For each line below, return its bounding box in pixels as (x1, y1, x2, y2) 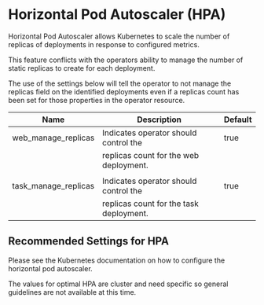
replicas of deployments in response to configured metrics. (8, 39, 200, 49)
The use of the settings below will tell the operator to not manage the (8, 79, 232, 88)
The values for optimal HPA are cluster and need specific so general (8, 279, 229, 288)
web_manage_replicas (12, 132, 95, 143)
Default (223, 114, 252, 125)
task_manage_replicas (12, 180, 95, 191)
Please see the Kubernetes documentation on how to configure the (8, 255, 225, 265)
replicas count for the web (101, 149, 199, 160)
